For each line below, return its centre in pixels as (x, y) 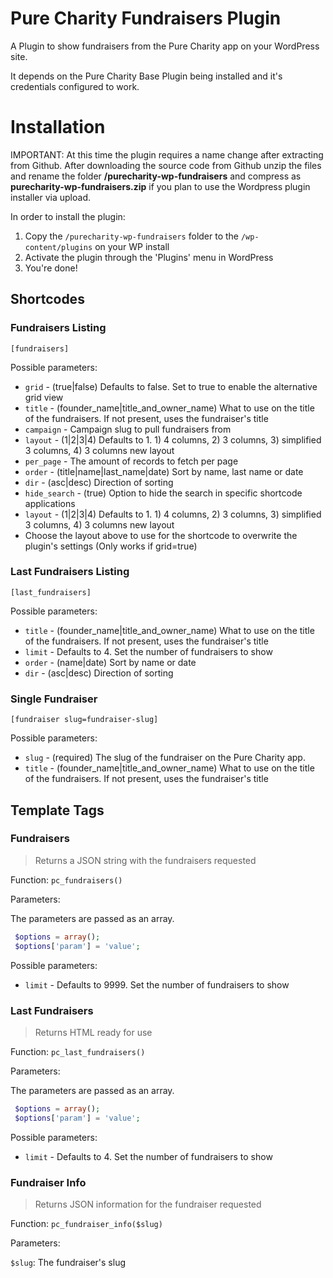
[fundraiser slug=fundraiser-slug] (84, 720)
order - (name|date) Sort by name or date (110, 662)
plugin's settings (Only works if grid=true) (111, 546)
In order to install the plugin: (68, 216)
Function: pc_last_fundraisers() (78, 1051)
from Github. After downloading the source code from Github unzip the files (166, 165)
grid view (44, 397)
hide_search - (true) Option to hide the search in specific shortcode (163, 493)
